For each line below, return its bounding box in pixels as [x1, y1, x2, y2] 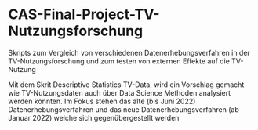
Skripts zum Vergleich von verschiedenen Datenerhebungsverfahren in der [8, 48, 251, 57]
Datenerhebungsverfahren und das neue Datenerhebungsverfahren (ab [8, 104, 239, 114]
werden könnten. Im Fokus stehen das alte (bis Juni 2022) [8, 96, 196, 106]
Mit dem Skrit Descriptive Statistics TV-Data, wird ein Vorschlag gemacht [8, 80, 245, 89]
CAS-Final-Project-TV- [8, 5, 160, 23]
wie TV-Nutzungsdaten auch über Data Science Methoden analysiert [8, 88, 231, 97]
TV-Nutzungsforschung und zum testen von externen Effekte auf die [8, 56, 230, 66]
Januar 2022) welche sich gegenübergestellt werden [8, 113, 180, 122]
